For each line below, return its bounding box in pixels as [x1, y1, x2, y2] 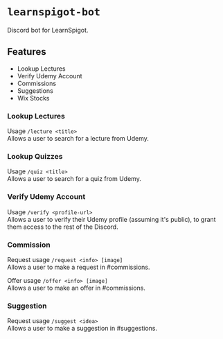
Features [7, 46, 46, 58]
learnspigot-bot [7, 6, 100, 19]
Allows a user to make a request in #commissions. [7, 263, 150, 271]
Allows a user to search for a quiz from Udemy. [7, 175, 142, 183]
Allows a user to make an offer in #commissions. [7, 284, 145, 292]
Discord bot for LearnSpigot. [7, 26, 89, 34]
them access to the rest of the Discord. [7, 223, 119, 231]
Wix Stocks [17, 94, 50, 102]
